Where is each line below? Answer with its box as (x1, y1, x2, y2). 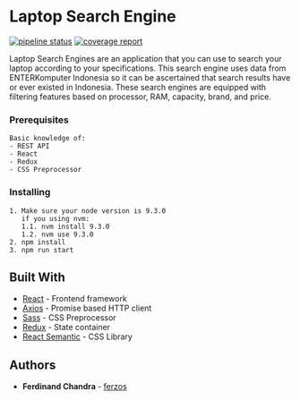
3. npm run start (9, 245, 74, 254)
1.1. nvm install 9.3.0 (21, 222, 110, 231)
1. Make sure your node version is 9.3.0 (9, 206, 167, 216)
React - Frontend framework (21, 294, 127, 304)
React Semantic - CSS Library (21, 331, 133, 342)
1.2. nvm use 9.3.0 (21, 230, 94, 239)
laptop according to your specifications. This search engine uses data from (9, 63, 287, 73)
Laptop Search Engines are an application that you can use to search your (9, 53, 282, 64)
